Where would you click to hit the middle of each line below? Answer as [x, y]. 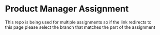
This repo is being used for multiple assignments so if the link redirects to [78, 22]
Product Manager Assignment [67, 9]
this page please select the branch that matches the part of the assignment [80, 27]
